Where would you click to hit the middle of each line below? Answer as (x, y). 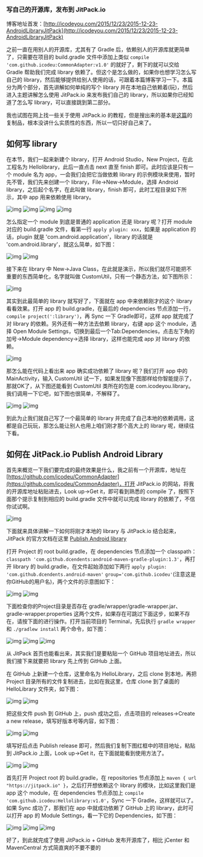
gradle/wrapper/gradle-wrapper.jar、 (135, 606)
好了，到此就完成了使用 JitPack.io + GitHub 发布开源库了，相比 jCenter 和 (98, 840)
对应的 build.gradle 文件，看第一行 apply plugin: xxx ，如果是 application (98, 229)
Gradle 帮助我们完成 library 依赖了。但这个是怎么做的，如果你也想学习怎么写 (101, 72)
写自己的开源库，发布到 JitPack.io (56, 9)
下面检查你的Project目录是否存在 (47, 606)
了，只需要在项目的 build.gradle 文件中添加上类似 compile (78, 57)
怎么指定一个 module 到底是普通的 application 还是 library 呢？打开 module (99, 222)
